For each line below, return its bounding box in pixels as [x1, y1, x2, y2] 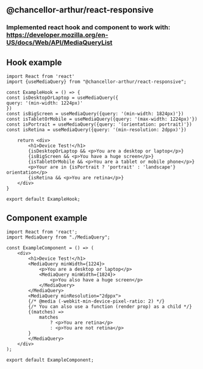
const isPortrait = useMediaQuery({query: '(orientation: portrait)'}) [6, 121, 192, 127]
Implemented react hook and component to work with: [6, 23, 171, 32]
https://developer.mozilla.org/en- [6, 30, 109, 39]
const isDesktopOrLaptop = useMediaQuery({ [6, 95, 119, 101]
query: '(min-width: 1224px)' [6, 100, 84, 106]
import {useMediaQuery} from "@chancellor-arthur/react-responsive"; [6, 79, 187, 85]
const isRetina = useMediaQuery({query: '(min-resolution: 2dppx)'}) [6, 127, 187, 133]
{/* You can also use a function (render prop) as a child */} [28, 303, 192, 310]
